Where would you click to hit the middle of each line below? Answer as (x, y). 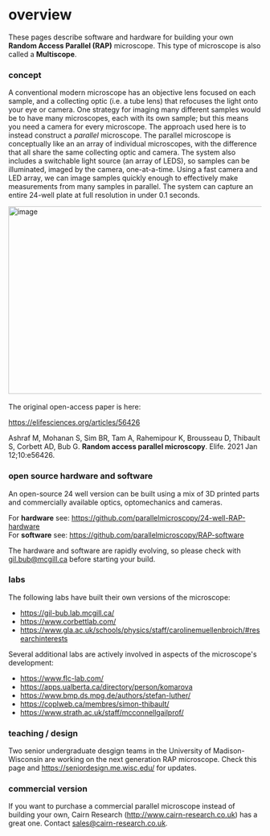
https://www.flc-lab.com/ (62, 678)
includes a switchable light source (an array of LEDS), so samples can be (129, 161)
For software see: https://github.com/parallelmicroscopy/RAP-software (126, 535)
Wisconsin (26, 760)
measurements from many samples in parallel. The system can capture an (131, 187)
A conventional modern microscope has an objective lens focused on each (132, 93)
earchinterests (44, 638)
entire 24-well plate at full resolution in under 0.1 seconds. (104, 196)
